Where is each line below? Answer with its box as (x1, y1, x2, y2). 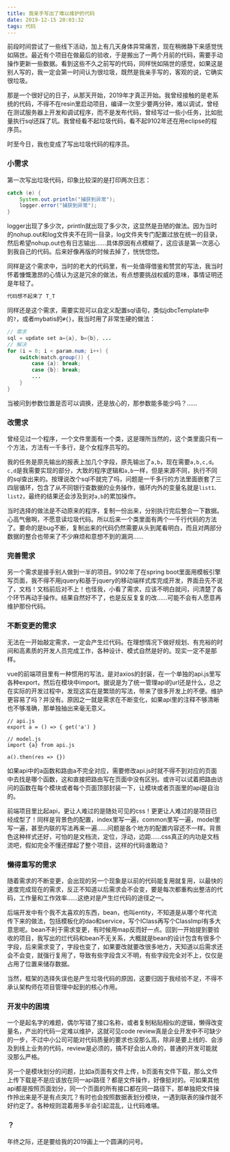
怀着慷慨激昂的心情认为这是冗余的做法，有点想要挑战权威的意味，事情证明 (7, 271, 217, 279)
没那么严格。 (7, 1053, 43, 1061)
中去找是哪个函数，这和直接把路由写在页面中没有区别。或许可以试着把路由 (7, 775, 217, 783)
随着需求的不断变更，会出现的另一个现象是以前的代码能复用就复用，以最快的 (7, 877, 223, 885)
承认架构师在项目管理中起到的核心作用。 (7, 983, 121, 991)
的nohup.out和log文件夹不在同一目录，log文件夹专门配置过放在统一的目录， (7, 230, 221, 238)
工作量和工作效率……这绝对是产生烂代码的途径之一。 (18, 894, 168, 902)
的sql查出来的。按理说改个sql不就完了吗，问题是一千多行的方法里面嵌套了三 (7, 475, 222, 483)
